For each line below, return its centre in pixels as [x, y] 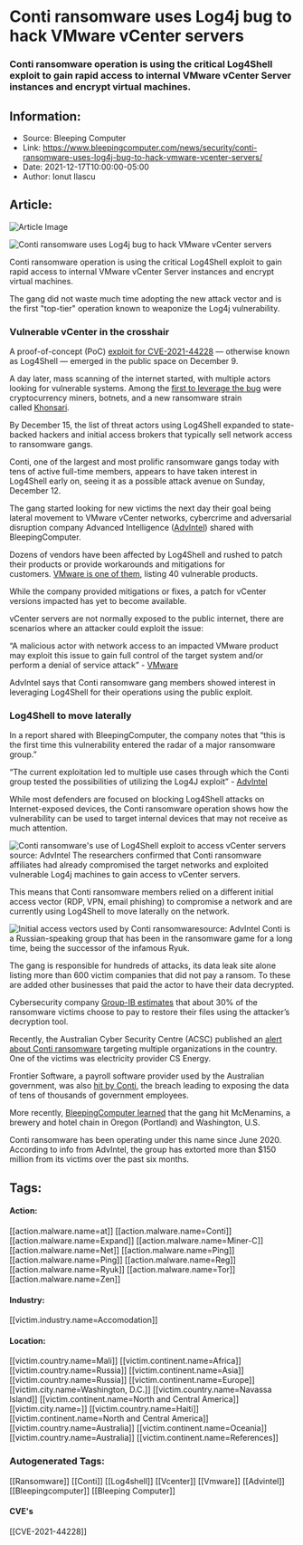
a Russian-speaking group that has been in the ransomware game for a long [151, 938]
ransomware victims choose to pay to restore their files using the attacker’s [150, 1012]
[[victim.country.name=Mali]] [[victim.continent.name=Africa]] [125, 1361]
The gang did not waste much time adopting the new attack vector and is [146, 298]
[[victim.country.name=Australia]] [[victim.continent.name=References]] [144, 1438]
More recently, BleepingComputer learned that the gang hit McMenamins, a [150, 1113]
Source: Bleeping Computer [74, 138]
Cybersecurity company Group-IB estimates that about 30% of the [133, 1003]
